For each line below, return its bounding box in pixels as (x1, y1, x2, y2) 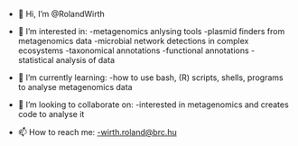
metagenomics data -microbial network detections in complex (17, 36, 249, 46)
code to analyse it (17, 109, 85, 119)
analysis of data (55, 55, 116, 65)
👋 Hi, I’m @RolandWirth (17, 9, 106, 19)
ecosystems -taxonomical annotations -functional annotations (17, 45, 250, 56)
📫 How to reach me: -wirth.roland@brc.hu (17, 127, 178, 137)
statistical (17, 55, 54, 65)
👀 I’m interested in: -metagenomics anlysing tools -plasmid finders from (17, 26, 285, 36)
